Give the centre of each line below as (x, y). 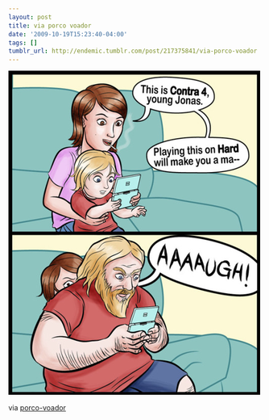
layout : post (30, 17)
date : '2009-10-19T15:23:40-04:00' (68, 34)
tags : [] (23, 43)
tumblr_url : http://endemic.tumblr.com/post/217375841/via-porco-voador (133, 51)
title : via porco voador (50, 25)
